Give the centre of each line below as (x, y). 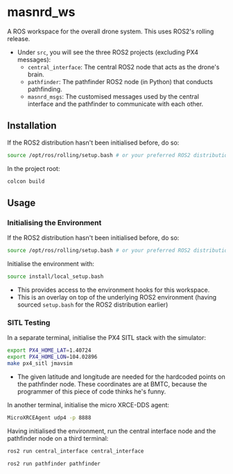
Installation (32, 126)
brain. (36, 74)
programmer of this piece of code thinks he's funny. (92, 391)
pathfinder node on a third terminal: (58, 438)
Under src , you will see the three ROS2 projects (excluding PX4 (108, 52)
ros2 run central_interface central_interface (76, 451)
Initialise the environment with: (51, 264)
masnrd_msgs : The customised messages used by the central (113, 96)
